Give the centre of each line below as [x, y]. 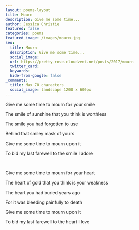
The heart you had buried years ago [43, 192]
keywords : [20, 71]
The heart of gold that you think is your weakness [57, 182]
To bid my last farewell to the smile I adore [49, 153]
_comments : [17, 80]
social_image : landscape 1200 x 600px [51, 90]
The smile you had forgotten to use [42, 124]
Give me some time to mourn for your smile [50, 104]
